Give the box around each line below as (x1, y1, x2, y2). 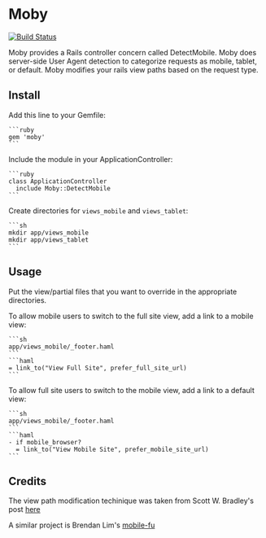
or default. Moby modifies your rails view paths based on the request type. (8, 64, 259, 74)
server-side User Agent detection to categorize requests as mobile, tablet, (8, 56, 258, 66)
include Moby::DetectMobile (15, 184, 111, 192)
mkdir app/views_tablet (8, 235, 89, 244)
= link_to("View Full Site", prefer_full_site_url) (8, 364, 187, 372)
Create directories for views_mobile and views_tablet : (8, 205, 189, 216)
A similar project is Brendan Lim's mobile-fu (8, 520, 155, 530)
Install (8, 89, 41, 103)
